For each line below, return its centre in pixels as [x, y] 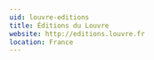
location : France [41, 42]
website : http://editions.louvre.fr [77, 34]
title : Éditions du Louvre [59, 26]
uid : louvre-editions [49, 17]
